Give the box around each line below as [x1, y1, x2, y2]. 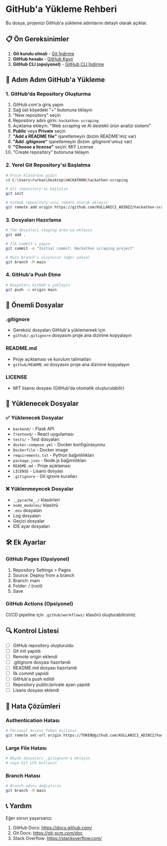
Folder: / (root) [12, 583, 43, 589]
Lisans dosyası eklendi [12, 687, 59, 693]
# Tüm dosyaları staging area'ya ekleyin [5, 228, 93, 233]
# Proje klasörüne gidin [5, 173, 57, 178]
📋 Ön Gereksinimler [5, 35, 69, 43]
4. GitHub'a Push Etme [5, 271, 61, 278]
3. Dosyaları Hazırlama [5, 216, 61, 223]
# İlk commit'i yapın [5, 241, 51, 246]
